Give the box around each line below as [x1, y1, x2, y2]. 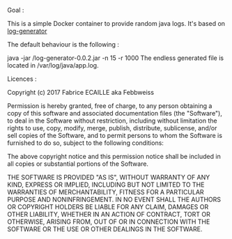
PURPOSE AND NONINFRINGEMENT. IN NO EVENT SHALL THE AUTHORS [7, 195, 222, 203]
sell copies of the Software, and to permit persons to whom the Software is [7, 132, 223, 139]
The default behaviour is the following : [7, 40, 120, 48]
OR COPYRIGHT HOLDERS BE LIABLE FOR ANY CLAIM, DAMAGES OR [7, 203, 209, 211]
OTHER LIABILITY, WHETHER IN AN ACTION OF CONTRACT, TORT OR [7, 210, 210, 218]
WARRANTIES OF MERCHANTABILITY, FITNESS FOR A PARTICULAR [7, 188, 204, 196]
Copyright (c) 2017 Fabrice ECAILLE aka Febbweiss [7, 88, 155, 96]
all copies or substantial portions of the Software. [7, 160, 148, 168]
